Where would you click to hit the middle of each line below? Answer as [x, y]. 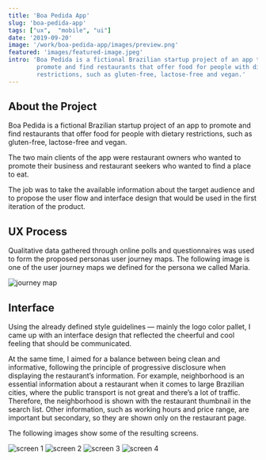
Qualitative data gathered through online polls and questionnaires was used [131, 251]
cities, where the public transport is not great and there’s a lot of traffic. [124, 393]
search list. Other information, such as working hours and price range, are [129, 409]
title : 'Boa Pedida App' [49, 15]
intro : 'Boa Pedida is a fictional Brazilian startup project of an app [131, 60]
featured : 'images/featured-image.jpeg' [76, 52]
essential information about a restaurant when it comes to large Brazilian [126, 384]
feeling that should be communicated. [70, 344]
